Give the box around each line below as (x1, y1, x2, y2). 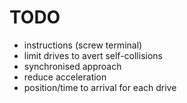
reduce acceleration (23, 71, 107, 83)
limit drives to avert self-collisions (23, 49, 163, 61)
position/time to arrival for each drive (23, 81, 177, 93)
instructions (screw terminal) (23, 39, 143, 51)
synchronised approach (23, 60, 122, 72)
